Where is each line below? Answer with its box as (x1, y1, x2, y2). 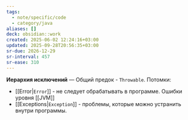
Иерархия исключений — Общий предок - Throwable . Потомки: (6, 76, 172, 83)
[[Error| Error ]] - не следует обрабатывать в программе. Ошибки (15, 87, 183, 95)
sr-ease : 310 (6, 59, 39, 65)
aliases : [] (6, 25, 36, 32)
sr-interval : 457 (6, 54, 50, 60)
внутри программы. (15, 107, 67, 114)
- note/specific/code (12, 14, 67, 21)
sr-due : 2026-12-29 (6, 48, 56, 54)
